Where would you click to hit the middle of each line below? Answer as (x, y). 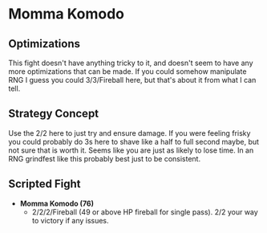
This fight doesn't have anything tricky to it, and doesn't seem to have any (131, 63)
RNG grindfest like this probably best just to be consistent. (105, 158)
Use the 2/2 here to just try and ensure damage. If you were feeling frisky (129, 133)
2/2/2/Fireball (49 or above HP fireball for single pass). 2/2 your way (145, 212)
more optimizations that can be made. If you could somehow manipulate (127, 72)
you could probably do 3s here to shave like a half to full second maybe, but (133, 141)
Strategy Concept (54, 114)
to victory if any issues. (71, 220)
